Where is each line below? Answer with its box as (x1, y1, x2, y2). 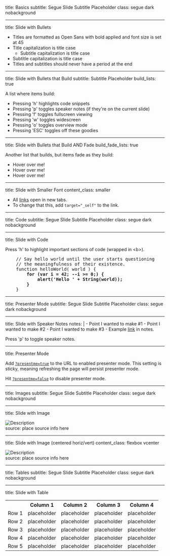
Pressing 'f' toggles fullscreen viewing (12, 111, 93, 117)
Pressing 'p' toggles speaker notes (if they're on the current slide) (12, 106, 150, 112)
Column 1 (30, 501, 54, 508)
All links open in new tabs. (12, 197, 67, 203)
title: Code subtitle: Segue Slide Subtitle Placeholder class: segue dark (5, 217, 152, 222)
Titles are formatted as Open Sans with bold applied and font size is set (12, 34, 162, 40)
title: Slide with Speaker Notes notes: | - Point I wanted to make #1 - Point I (5, 321, 160, 327)
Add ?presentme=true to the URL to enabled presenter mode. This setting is (5, 361, 162, 366)
